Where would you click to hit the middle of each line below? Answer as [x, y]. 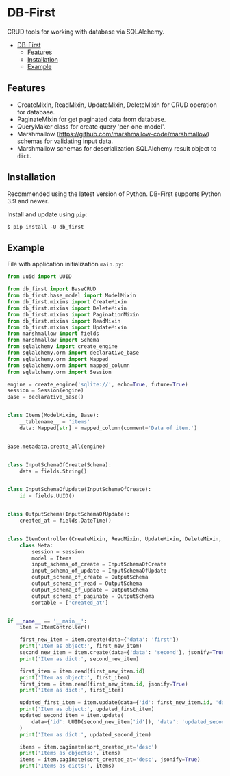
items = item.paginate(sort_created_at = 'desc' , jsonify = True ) [110, 760]
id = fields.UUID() [47, 496]
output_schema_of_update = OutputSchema [90, 590]
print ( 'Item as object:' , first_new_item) [81, 646]
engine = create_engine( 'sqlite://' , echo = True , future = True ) [98, 384]
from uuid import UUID [39, 277]
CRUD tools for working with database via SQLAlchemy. [86, 32]
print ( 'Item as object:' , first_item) [75, 677]
